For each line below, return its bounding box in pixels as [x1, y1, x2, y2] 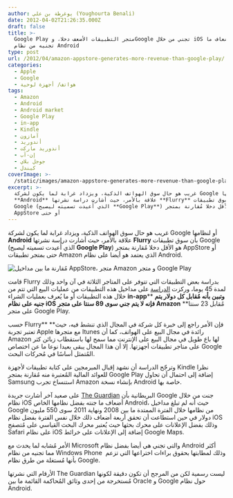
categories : [8, 62, 42, 68]
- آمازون [14, 132, 39, 139]
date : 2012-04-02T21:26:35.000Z [8, 17, 101, 24]
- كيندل [14, 164, 37, 172]
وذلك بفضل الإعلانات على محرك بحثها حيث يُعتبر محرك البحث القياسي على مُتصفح [8, 420, 218, 429]
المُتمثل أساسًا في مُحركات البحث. [8, 349, 95, 358]
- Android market [14, 107, 64, 113]
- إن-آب [14, 151, 37, 159]
